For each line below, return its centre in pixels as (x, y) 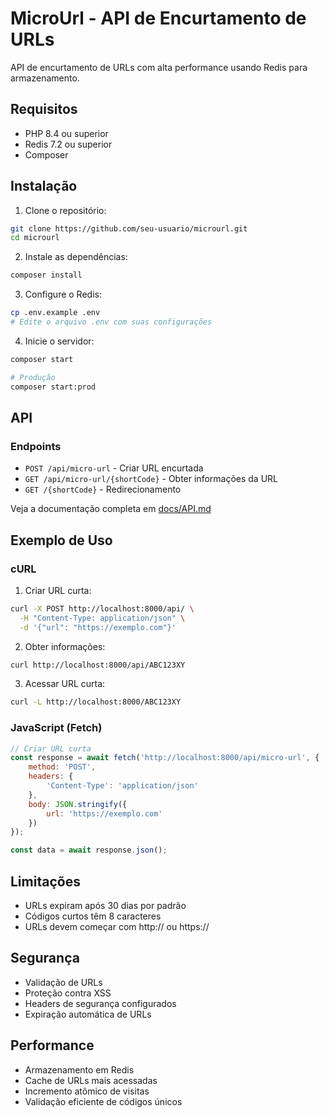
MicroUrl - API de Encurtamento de (158, 18)
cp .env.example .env (55, 313)
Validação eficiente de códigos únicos (103, 1101)
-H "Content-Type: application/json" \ (102, 618)
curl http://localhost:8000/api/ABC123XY (98, 665)
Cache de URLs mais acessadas (91, 1080)
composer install (46, 275)
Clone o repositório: (65, 210)
